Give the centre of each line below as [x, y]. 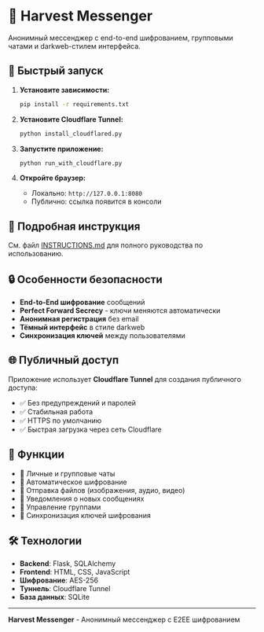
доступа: [23, 388]
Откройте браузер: [53, 178]
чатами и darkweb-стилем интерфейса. [75, 46]
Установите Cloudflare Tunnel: [71, 119]
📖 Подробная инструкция [74, 226]
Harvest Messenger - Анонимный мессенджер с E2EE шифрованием [124, 619]
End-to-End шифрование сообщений [82, 302]
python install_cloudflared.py [71, 134]
